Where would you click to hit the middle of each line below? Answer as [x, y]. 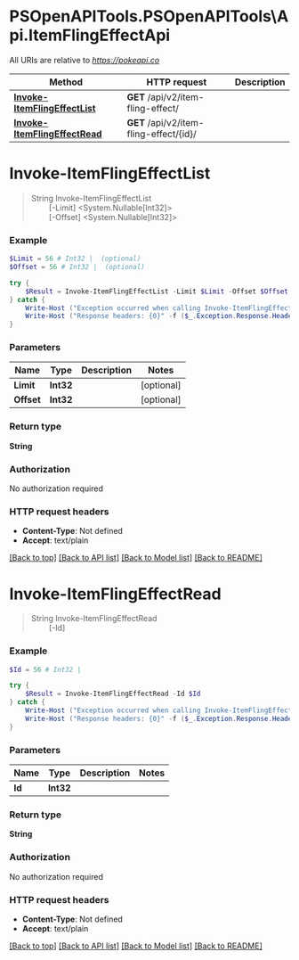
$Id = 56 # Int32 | [45, 669]
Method [65, 82]
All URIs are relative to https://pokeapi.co [85, 60]
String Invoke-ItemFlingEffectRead [94, 619]
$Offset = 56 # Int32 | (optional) [77, 267]
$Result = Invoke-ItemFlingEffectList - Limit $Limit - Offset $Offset [157, 291]
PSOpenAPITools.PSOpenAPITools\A [149, 16]
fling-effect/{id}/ [162, 134]
